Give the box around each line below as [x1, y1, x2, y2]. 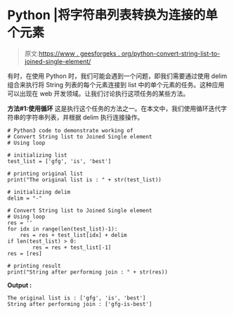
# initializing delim [7, 188, 71, 195]
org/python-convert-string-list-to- [121, 49, 220, 58]
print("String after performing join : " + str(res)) [7, 269, 169, 276]
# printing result [7, 262, 61, 269]
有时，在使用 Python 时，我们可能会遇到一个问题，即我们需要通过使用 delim [7, 72, 228, 80]
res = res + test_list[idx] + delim [20, 231, 128, 238]
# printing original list [7, 170, 83, 177]
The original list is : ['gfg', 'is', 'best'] [7, 294, 146, 302]
